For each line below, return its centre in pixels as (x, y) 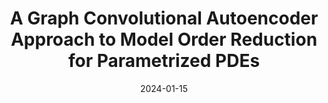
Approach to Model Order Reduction (164, 39)
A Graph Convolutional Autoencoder (164, 18)
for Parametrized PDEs (164, 61)
